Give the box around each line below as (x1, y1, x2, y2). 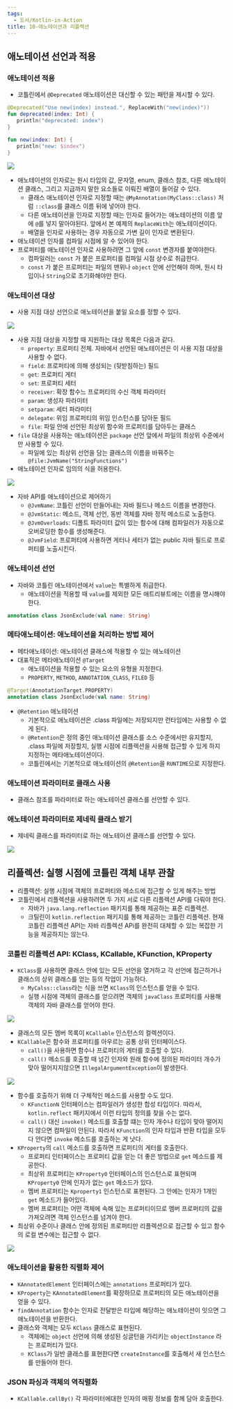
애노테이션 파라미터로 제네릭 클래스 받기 (7, 814, 132, 824)
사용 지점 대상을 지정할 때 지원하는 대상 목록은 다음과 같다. (17, 335, 175, 344)
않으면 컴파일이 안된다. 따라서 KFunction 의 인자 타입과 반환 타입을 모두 (35, 1126, 227, 1134)
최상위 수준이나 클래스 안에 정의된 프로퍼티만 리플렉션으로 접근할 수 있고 (17, 1222, 213, 1230)
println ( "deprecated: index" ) (16, 117, 104, 124)
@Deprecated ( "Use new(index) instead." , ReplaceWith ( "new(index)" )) (7, 104, 210, 111)
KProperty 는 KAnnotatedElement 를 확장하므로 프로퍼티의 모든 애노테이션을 (17, 1288, 220, 1297)
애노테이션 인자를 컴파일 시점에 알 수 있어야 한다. (17, 237, 150, 245)
